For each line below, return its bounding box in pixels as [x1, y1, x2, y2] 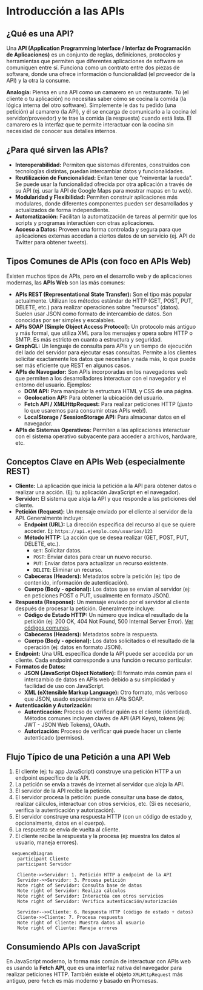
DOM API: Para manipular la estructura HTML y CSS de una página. [24, 387, 193, 394]
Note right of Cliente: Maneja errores [17, 925, 118, 931]
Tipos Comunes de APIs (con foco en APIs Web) [6, 256, 191, 267]
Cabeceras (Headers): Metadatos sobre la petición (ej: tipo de [24, 572, 181, 580]
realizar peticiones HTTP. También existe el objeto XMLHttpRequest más [6, 971, 183, 978]
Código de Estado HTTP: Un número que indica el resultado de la [24, 611, 189, 619]
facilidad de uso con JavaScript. [24, 682, 105, 690]
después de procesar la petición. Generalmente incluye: [15, 605, 155, 612]
